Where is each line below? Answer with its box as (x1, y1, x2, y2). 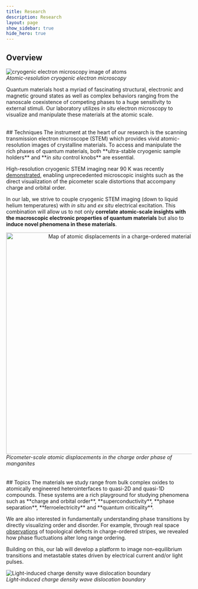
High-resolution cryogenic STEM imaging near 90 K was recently (6, 165, 164, 172)
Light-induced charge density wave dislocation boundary (6, 575, 146, 583)
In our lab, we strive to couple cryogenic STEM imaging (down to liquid (6, 196, 178, 203)
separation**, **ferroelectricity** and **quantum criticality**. (6, 503, 154, 511)
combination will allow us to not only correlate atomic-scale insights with (6, 208, 186, 215)
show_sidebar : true (6, 25, 54, 31)
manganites (6, 460, 35, 467)
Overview (6, 53, 43, 63)
